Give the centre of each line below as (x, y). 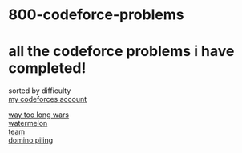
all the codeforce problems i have (121, 52)
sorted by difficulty (40, 91)
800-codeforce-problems (96, 15)
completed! (47, 68)
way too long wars (39, 115)
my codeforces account (48, 99)
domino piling (31, 140)
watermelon (28, 123)
